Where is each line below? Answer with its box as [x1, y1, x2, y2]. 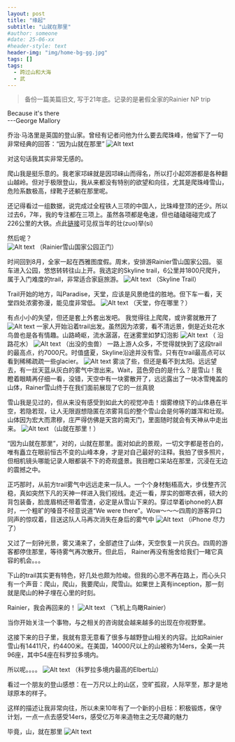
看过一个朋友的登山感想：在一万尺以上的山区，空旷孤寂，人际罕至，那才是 [7, 681, 222, 689]
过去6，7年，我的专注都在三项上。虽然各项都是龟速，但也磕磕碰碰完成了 [7, 210, 217, 219]
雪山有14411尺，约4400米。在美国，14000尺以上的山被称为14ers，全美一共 [7, 642, 225, 650]
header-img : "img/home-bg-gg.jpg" [7, 50, 108, 57]
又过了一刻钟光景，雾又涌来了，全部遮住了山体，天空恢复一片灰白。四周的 [7, 539, 222, 547]
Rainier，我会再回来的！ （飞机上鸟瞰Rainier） [7, 604, 170, 612]
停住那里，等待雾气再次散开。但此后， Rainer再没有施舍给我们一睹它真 [19, 548, 224, 556]
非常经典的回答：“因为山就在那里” [7, 140, 105, 148]
